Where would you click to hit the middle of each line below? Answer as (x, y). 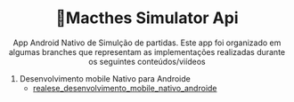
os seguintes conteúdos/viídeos (147, 61)
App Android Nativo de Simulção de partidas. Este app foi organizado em (147, 43)
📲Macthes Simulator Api (147, 18)
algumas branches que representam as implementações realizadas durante (147, 51)
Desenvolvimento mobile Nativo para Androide (105, 78)
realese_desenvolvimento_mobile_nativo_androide (125, 88)
